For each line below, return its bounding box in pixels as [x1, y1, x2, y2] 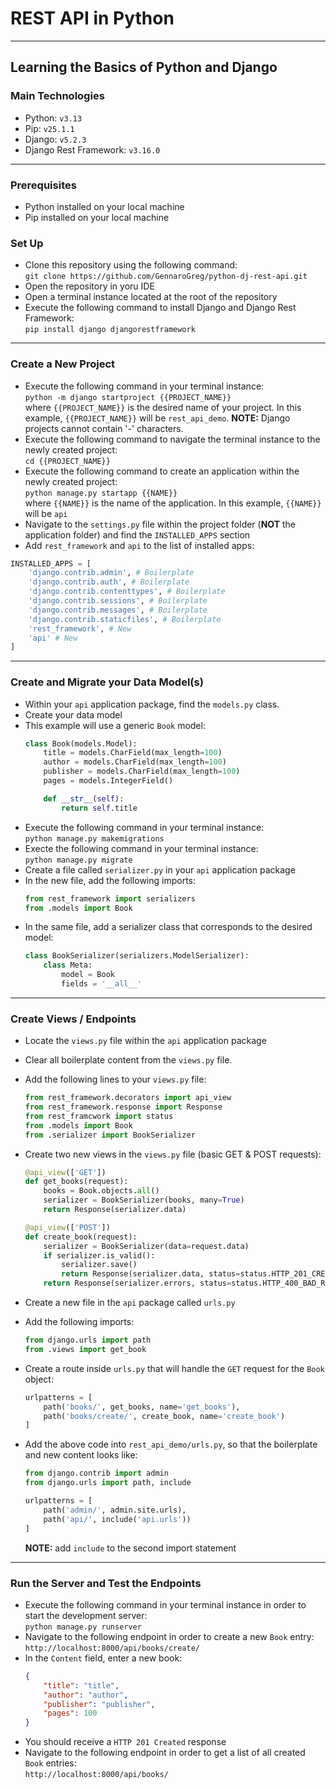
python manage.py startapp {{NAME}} [24, 488, 178, 498]
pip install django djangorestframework [24, 325, 196, 335]
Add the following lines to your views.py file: [24, 1073, 207, 1086]
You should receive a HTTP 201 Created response [24, 1736, 227, 1748]
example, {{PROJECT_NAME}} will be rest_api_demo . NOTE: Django [24, 412, 291, 424]
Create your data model [24, 708, 123, 721]
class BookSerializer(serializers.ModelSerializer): [24, 951, 250, 961]
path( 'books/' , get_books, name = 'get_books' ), [43, 1402, 241, 1412]
